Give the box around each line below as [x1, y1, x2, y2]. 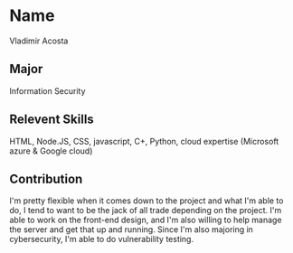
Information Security [9, 85, 86, 96]
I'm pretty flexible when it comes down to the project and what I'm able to [9, 195, 284, 206]
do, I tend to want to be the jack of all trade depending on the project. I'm [9, 205, 282, 216]
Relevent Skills [9, 112, 95, 127]
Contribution [9, 171, 83, 186]
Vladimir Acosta [9, 35, 69, 46]
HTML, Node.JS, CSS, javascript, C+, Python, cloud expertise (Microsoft [9, 136, 279, 146]
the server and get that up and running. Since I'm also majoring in [9, 224, 253, 235]
